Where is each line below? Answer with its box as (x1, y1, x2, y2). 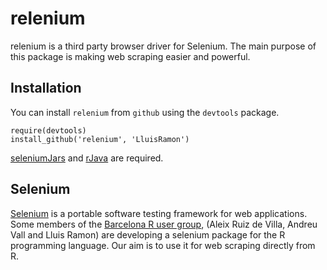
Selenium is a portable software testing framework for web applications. (10, 207, 308, 219)
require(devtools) (10, 125, 87, 136)
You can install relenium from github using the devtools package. (10, 106, 280, 118)
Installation (10, 80, 82, 97)
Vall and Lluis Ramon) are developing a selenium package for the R (10, 228, 286, 241)
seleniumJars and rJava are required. (10, 152, 164, 164)
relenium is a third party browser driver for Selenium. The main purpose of (10, 40, 317, 52)
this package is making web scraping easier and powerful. (10, 50, 251, 62)
